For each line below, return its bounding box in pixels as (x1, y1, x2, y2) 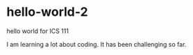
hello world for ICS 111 (6, 27, 69, 35)
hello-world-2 (6, 4, 88, 20)
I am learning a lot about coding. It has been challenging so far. (6, 40, 187, 48)
